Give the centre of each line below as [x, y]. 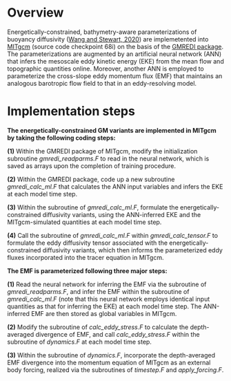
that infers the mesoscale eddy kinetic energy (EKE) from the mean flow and [115, 61]
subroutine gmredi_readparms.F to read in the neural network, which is [108, 158]
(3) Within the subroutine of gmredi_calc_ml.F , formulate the [93, 207]
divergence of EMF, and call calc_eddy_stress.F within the [118, 334]
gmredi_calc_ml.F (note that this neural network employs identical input [109, 299]
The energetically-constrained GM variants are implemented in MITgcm [112, 130]
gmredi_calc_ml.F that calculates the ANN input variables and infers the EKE [115, 186]
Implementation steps [71, 111]
